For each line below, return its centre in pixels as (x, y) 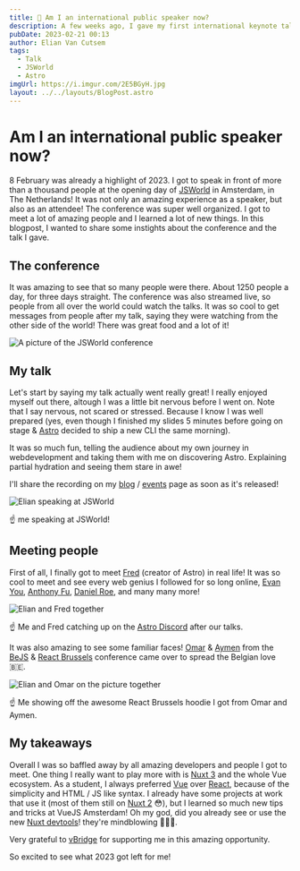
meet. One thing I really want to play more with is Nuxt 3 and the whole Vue (148, 774)
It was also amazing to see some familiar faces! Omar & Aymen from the (142, 647)
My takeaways (51, 743)
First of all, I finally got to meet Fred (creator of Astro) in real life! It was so (145, 572)
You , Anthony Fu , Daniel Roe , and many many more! (105, 591)
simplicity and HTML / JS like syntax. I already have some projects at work (146, 793)
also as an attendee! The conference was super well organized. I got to (140, 209)
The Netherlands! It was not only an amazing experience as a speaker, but (146, 200)
